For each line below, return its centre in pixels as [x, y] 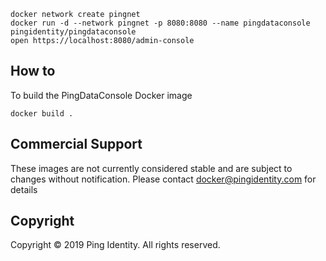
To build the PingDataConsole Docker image [101, 95]
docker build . [42, 113]
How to [33, 71]
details [24, 189]
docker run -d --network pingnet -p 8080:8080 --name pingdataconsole [160, 23]
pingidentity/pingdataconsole [73, 32]
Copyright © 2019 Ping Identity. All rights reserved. [115, 245]
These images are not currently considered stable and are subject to [151, 168]
